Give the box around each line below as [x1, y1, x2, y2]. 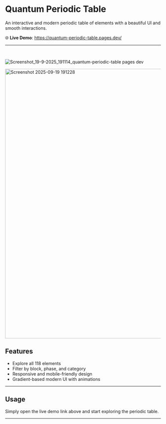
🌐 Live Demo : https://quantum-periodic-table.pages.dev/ [5, 35, 122, 41]
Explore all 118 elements [12, 360, 61, 366]
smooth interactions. [5, 25, 47, 31]
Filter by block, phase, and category [12, 366, 86, 371]
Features [5, 347, 33, 356]
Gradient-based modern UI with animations [12, 376, 100, 382]
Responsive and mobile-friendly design [12, 371, 92, 377]
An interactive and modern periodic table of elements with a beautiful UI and [5, 20, 161, 26]
